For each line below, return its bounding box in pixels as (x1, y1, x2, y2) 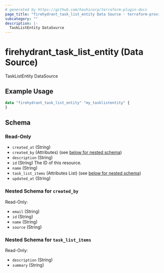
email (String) (12, 208, 40, 214)
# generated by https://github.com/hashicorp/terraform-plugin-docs (5, 7, 147, 12)
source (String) (12, 224, 42, 230)
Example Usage (5, 87, 54, 96)
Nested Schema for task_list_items (5, 236, 92, 243)
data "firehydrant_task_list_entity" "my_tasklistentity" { (5, 100, 130, 105)
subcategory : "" (5, 16, 38, 21)
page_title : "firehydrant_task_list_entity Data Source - (5, 12, 125, 17)
